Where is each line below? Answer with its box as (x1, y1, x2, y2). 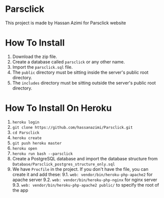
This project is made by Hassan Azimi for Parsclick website (5, 20, 126, 26)
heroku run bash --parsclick (12, 151, 73, 156)
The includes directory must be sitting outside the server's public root (12, 80, 156, 86)
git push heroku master (12, 141, 62, 146)
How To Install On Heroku (5, 102, 112, 114)
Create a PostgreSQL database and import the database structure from (12, 155, 158, 161)
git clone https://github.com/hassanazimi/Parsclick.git (12, 125, 133, 130)
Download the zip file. (12, 53, 57, 59)
